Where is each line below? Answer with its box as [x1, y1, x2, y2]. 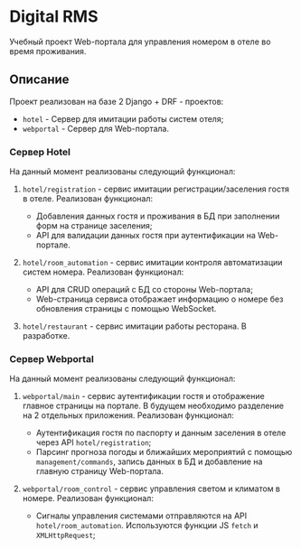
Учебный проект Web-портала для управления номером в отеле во [9, 36, 271, 47]
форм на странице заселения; [35, 220, 153, 231]
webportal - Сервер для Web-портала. [22, 123, 170, 134]
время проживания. [9, 45, 87, 56]
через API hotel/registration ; [35, 437, 152, 448]
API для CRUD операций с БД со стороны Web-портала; [35, 284, 253, 295]
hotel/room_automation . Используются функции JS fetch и [35, 520, 259, 531]
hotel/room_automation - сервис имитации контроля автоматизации [22, 257, 283, 268]
